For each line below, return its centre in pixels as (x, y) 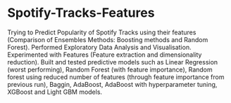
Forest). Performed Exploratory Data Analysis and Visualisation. (99, 47)
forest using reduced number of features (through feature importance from (116, 77)
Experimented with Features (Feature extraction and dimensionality (105, 55)
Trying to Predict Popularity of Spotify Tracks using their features (102, 32)
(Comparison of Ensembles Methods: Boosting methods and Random (108, 39)
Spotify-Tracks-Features (81, 13)
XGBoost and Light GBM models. (55, 92)
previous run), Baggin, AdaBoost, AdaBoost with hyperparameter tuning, (112, 84)
